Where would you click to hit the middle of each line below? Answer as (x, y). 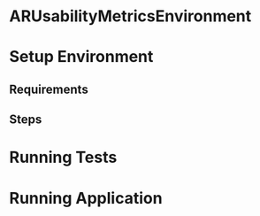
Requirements (49, 89)
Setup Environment (81, 57)
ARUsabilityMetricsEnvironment (130, 16)
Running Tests (63, 158)
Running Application (86, 198)
